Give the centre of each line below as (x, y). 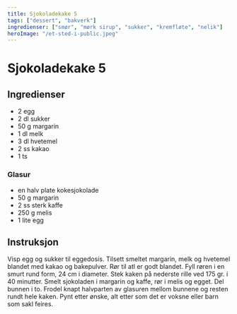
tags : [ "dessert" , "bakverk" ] (52, 20)
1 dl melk (30, 134)
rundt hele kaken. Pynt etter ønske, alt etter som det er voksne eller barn (113, 296)
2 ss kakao (33, 149)
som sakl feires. (30, 304)
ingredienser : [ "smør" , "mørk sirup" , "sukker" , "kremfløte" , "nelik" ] (115, 27)
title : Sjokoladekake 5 (42, 14)
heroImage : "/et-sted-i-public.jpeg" (63, 34)
